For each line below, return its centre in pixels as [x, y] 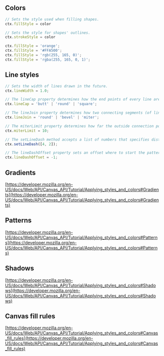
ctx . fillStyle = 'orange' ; [32, 46]
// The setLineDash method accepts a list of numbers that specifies [77, 139]
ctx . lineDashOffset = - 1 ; [31, 157]
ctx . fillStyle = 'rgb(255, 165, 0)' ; [43, 55]
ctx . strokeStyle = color [30, 37]
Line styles [22, 75]
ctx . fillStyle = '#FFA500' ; [34, 51]
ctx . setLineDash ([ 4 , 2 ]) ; [31, 144]
